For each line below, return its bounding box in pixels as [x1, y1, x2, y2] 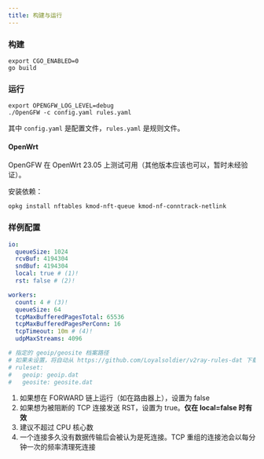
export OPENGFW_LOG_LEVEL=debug [8, 102, 114, 110]
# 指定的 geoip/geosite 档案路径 [8, 349, 109, 357]
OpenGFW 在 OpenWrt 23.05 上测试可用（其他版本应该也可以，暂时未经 [8, 160, 242, 169]
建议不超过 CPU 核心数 [19, 423, 94, 432]
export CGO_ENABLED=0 [8, 56, 79, 65]
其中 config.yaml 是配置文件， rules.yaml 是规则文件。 [8, 123, 185, 133]
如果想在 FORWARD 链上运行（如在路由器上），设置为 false [19, 393, 211, 403]
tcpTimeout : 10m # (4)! [15, 327, 93, 336]
